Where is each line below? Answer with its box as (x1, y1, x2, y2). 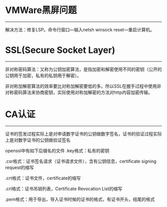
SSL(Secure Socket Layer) (5, 44, 115, 56)
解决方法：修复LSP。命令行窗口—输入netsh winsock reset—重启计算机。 (5, 26, 155, 32)
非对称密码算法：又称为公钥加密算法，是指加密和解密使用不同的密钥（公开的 (5, 66, 162, 72)
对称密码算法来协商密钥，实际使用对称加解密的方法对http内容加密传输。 (5, 89, 153, 95)
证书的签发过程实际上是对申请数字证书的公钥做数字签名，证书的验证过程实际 (5, 131, 162, 137)
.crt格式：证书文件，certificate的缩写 (5, 175, 81, 181)
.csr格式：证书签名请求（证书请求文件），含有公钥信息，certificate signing (5, 158, 157, 164)
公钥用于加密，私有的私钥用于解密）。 (5, 72, 82, 78)
